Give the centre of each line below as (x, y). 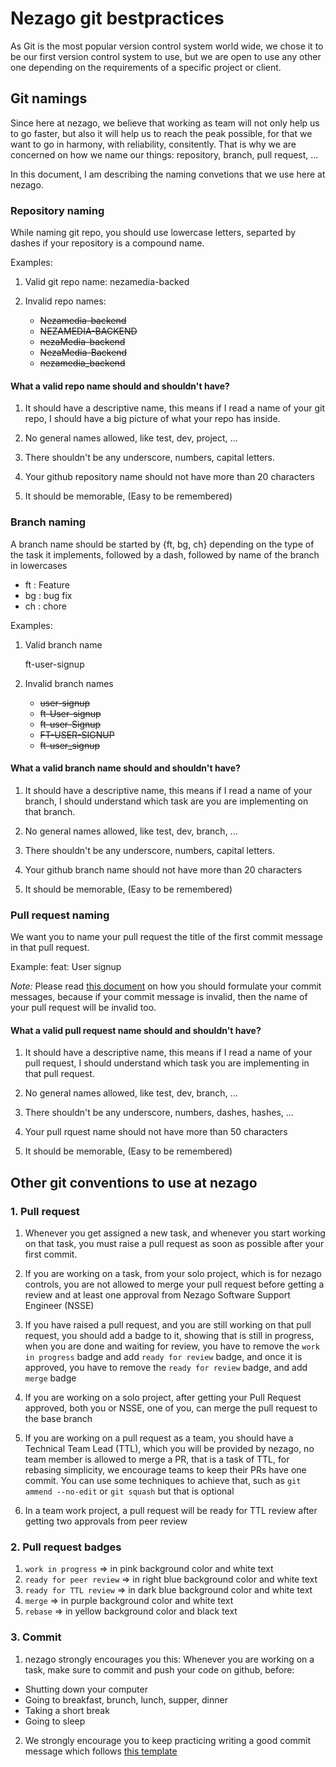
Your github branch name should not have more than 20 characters (163, 869)
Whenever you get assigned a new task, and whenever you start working (175, 1233)
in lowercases (39, 565)
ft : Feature (47, 584)
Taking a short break (67, 1710)
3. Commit (36, 1637)
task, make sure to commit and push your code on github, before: (159, 1669)
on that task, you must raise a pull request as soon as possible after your (174, 1243)
